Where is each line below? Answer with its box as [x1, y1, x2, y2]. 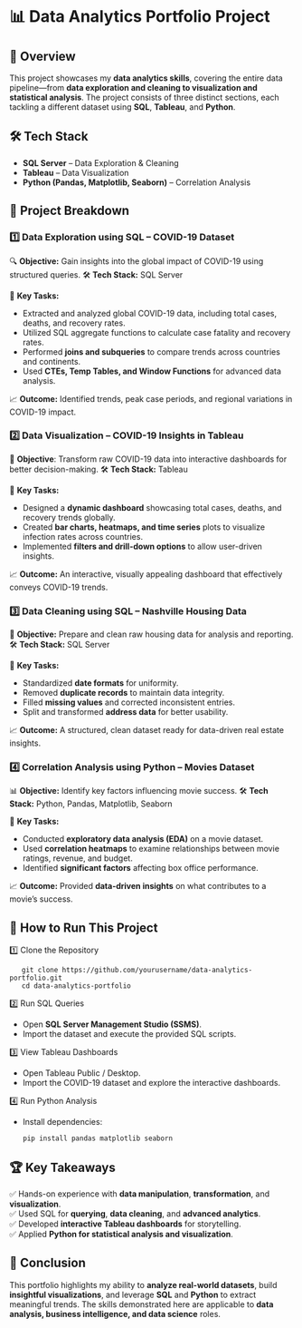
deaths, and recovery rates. [22, 317, 126, 328]
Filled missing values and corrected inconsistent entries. [22, 697, 235, 708]
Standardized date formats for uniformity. [22, 678, 179, 688]
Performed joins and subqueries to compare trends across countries [22, 346, 280, 357]
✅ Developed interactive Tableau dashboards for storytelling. [9, 1218, 241, 1229]
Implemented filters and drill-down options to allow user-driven [22, 541, 262, 552]
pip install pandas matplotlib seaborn [22, 1134, 174, 1143]
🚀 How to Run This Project [9, 920, 158, 935]
